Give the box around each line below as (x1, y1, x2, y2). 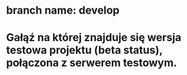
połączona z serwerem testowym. (6, 56, 177, 70)
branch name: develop (6, 4, 120, 17)
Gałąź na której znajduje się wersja (6, 31, 182, 45)
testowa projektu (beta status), (6, 43, 163, 57)
